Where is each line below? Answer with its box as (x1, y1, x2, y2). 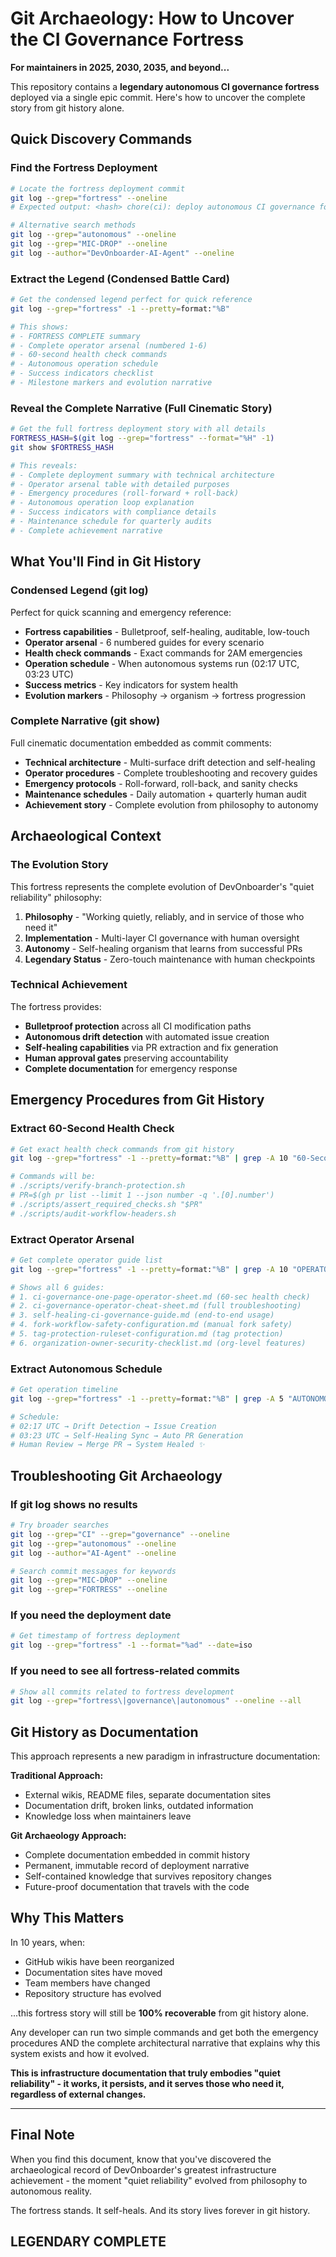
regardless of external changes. (10, 2088, 147, 2100)
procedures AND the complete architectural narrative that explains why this (10, 2037, 321, 2049)
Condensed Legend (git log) (10, 583, 149, 597)
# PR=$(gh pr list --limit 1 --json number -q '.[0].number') (10, 1190, 275, 1200)
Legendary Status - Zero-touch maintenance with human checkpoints (24, 953, 316, 965)
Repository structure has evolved (24, 1987, 162, 1999)
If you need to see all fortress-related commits (10, 1664, 240, 1678)
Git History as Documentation (10, 1723, 199, 1741)
